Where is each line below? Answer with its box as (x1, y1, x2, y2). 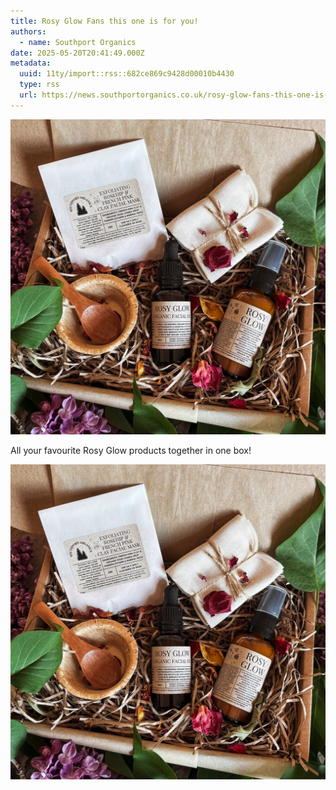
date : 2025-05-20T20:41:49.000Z (10, 48, 145, 58)
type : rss (19, 80, 60, 90)
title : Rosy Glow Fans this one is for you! (10, 16, 199, 26)
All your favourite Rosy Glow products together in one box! (10, 444, 252, 456)
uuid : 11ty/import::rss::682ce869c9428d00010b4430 (19, 69, 235, 79)
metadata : (10, 58, 52, 69)
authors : (10, 26, 47, 37)
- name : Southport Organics (19, 37, 137, 47)
